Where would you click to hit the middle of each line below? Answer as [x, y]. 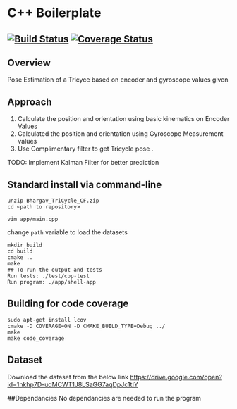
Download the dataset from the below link [68, 377]
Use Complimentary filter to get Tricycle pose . [85, 149]
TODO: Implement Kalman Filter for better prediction [83, 163]
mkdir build [25, 245]
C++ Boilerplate [54, 13]
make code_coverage [36, 338]
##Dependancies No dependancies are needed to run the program [104, 398]
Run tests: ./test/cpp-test [49, 276]
